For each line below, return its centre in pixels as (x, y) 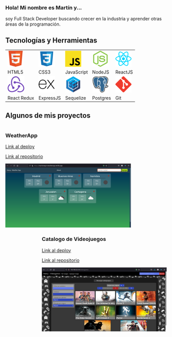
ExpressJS (50, 98)
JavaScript (77, 72)
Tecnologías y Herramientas (51, 40)
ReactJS (124, 72)
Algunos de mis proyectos (48, 115)
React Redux (21, 98)
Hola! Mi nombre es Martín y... (44, 8)
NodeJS (101, 72)
